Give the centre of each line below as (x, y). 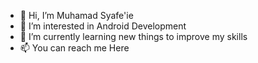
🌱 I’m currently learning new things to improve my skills (133, 36)
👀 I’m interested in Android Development (103, 26)
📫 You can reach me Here (74, 48)
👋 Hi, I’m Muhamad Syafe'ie (76, 15)
